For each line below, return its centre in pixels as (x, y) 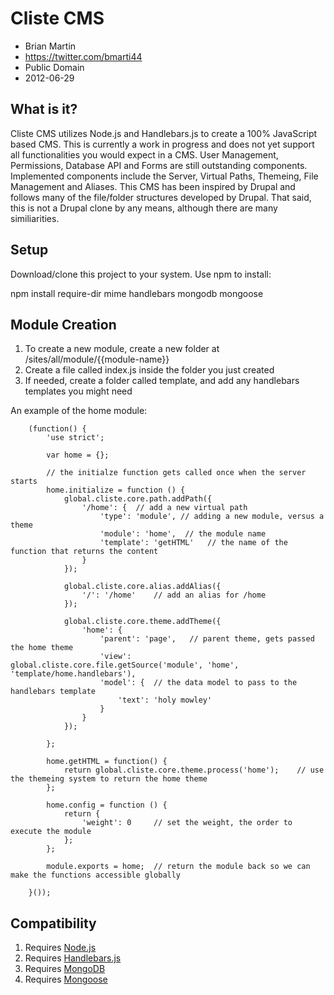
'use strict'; (75, 438)
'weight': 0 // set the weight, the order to (187, 823)
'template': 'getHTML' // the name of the (193, 543)
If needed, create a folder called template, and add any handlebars (162, 381)
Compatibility (53, 923)
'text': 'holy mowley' (165, 700)
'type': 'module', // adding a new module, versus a (212, 517)
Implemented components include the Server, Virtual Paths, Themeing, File (164, 176)
